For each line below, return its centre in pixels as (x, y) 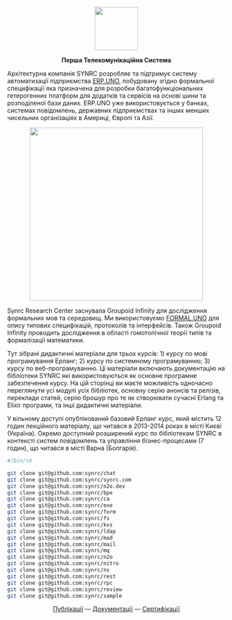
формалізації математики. (46, 340)
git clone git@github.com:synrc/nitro (63, 564)
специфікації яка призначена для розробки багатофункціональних (105, 88)
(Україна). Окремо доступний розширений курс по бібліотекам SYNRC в (115, 433)
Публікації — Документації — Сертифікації (116, 609)
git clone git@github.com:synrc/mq (59, 551)
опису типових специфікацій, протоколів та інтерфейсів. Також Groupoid (114, 325)
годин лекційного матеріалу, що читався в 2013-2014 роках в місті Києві (114, 426)
